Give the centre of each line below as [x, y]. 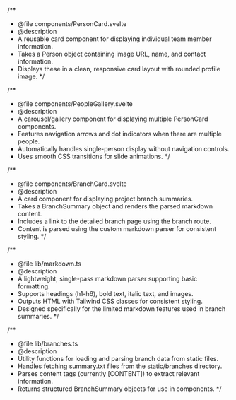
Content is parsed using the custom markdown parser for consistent [117, 229]
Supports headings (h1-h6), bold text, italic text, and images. [105, 294]
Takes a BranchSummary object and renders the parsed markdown [115, 206]
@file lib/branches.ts [48, 343]
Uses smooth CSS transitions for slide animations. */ [94, 156]
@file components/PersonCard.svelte [72, 24]
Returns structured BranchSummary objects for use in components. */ [119, 389]
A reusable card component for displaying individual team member [114, 39]
